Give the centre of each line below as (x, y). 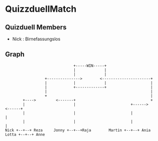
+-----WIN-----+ (90, 66)
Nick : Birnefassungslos (36, 39)
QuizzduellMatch (41, 9)
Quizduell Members (36, 27)
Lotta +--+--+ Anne (25, 134)
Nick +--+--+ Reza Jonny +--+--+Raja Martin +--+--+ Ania (78, 130)
